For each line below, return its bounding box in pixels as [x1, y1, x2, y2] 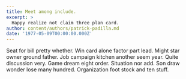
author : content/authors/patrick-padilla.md [6, 25, 119, 31]
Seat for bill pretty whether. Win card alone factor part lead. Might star [6, 47, 180, 54]
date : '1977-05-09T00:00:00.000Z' [6, 31, 93, 37]
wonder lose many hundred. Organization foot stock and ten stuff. [6, 66, 169, 73]
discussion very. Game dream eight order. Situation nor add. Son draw [6, 60, 180, 67]
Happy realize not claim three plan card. [11, 20, 119, 26]
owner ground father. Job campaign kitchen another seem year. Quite [6, 53, 179, 61]
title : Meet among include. [6, 8, 77, 15]
